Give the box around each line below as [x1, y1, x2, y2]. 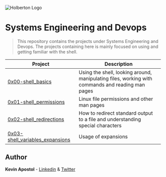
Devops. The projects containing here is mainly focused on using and [17, 44, 159, 49]
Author [5, 153, 27, 162]
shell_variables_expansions [7, 136, 71, 143]
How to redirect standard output [79, 109, 153, 116]
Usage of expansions [79, 133, 128, 140]
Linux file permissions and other [79, 95, 153, 102]
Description [104, 60, 133, 67]
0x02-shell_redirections [7, 116, 64, 123]
